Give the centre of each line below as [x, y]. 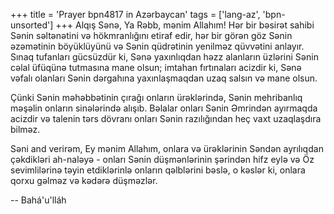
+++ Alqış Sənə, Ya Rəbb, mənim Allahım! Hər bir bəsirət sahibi [185, 25]
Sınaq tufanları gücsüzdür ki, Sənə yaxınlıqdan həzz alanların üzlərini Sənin [164, 57]
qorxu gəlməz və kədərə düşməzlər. [84, 180]
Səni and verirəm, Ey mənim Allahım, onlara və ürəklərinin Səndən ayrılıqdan [167, 148]
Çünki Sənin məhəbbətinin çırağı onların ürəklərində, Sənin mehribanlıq [156, 97]
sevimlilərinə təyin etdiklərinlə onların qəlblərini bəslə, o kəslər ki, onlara [158, 170]
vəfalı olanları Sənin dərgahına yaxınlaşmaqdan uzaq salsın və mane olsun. [164, 78]
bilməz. [25, 129]
